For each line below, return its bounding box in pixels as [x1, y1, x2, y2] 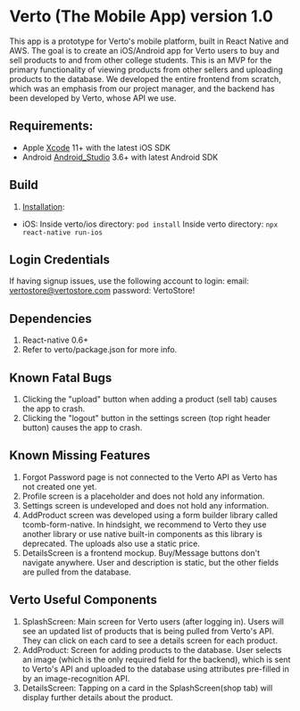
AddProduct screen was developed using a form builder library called [21, 509, 279, 520]
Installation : [21, 201, 65, 211]
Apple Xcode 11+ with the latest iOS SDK [21, 142, 171, 153]
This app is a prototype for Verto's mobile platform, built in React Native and [9, 36, 289, 46]
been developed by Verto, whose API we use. [9, 92, 177, 103]
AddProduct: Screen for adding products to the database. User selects [21, 644, 282, 655]
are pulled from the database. [21, 566, 131, 577]
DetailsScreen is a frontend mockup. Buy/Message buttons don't [21, 547, 261, 558]
